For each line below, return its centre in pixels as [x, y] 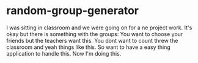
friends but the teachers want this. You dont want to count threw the [92, 40]
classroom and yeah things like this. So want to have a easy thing [89, 47]
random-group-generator [73, 11]
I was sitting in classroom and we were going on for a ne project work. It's [99, 28]
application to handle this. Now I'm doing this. [64, 53]
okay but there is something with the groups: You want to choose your [95, 34]
